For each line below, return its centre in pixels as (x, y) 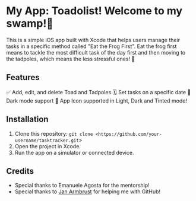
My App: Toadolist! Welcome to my (94, 11)
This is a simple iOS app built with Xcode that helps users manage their (93, 40)
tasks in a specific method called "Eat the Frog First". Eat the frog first (91, 46)
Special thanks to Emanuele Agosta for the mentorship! (82, 186)
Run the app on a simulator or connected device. (74, 152)
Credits (20, 171)
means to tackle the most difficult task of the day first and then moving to (96, 52)
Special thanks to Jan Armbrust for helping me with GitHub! (88, 192)
